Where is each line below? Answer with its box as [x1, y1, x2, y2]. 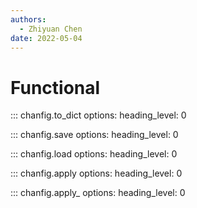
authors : [10, 14, 47, 25]
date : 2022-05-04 [10, 33, 83, 43]
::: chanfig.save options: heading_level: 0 [10, 129, 179, 141]
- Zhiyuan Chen [19, 24, 83, 34]
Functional [10, 76, 101, 99]
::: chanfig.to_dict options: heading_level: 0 [10, 109, 187, 121]
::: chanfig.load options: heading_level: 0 [10, 148, 178, 160]
